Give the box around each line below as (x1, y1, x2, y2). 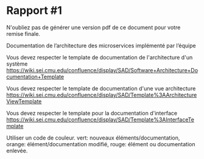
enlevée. (6, 147, 28, 154)
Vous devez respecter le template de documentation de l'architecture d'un (6, 53, 193, 61)
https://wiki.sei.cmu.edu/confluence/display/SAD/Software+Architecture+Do (6, 66, 199, 73)
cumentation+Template (6, 73, 65, 80)
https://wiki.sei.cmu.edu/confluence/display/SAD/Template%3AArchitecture (6, 91, 197, 98)
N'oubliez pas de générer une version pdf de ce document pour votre (6, 24, 181, 31)
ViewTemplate (6, 98, 42, 105)
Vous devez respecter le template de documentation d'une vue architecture (6, 84, 196, 92)
